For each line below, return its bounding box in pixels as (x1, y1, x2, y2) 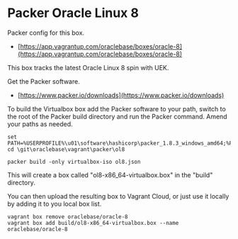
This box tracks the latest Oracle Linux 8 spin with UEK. (7, 63, 169, 72)
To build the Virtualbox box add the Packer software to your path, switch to (7, 104, 227, 113)
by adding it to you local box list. (7, 199, 102, 208)
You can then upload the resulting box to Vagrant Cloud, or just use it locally (7, 191, 229, 200)
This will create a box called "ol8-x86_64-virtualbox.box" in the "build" (7, 170, 213, 179)
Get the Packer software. (7, 77, 80, 86)
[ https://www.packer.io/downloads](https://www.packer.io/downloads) (17, 91, 225, 99)
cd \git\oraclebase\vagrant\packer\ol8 (7, 145, 125, 153)
